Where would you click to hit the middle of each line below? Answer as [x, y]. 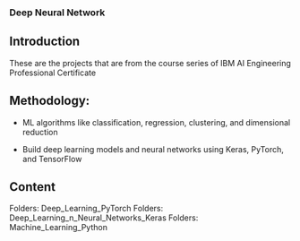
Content [33, 187]
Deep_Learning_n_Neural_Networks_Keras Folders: [104, 218]
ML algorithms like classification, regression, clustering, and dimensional [156, 122]
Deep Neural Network [57, 13]
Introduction [45, 42]
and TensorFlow [52, 159]
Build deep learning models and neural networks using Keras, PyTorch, [153, 149]
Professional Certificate [53, 73]
